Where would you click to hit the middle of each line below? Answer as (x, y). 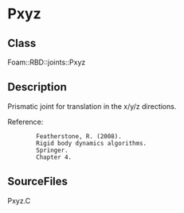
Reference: (25, 122)
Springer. (52, 150)
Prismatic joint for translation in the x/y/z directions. (92, 106)
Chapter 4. (54, 157)
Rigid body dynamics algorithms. (92, 143)
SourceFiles (38, 182)
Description (37, 87)
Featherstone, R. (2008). (79, 136)
